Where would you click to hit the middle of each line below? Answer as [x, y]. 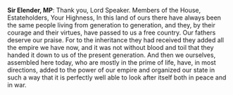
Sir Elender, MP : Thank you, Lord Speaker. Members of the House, [104, 10]
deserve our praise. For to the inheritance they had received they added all [115, 40]
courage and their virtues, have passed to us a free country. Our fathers [112, 32]
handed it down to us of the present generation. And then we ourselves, [112, 55]
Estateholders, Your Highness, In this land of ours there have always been [114, 18]
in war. [17, 85]
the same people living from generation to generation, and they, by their [112, 25]
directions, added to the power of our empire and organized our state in [111, 70]
